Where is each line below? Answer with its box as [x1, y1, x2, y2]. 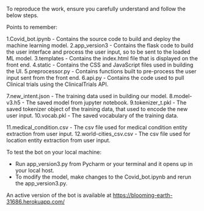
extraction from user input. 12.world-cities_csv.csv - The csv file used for [6, 131, 191, 137]
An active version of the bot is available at [6, 191, 112, 199]
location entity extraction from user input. [6, 137, 111, 144]
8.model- [169, 93, 192, 99]
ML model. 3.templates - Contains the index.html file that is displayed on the [6, 55, 199, 62]
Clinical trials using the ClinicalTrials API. [6, 80, 109, 88]
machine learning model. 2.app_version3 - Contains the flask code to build [6, 42, 194, 49]
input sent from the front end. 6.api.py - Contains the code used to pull [6, 74, 184, 81]
